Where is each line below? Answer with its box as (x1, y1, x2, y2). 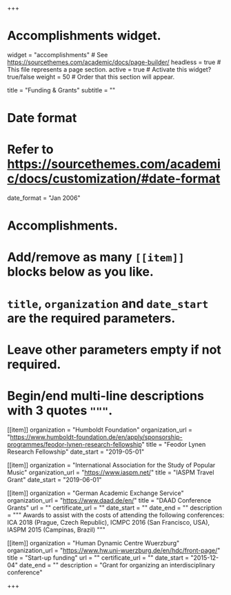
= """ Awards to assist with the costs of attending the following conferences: (7, 511, 225, 519)
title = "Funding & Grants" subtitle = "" (7, 85, 116, 94)
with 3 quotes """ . (7, 403, 113, 418)
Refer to (7, 142, 54, 157)
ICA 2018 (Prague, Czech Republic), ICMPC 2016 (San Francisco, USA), (7, 518, 210, 526)
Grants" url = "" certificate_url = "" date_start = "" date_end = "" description (7, 503, 223, 512)
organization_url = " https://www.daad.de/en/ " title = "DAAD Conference (7, 496, 212, 504)
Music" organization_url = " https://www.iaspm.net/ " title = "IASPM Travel (7, 468, 214, 476)
